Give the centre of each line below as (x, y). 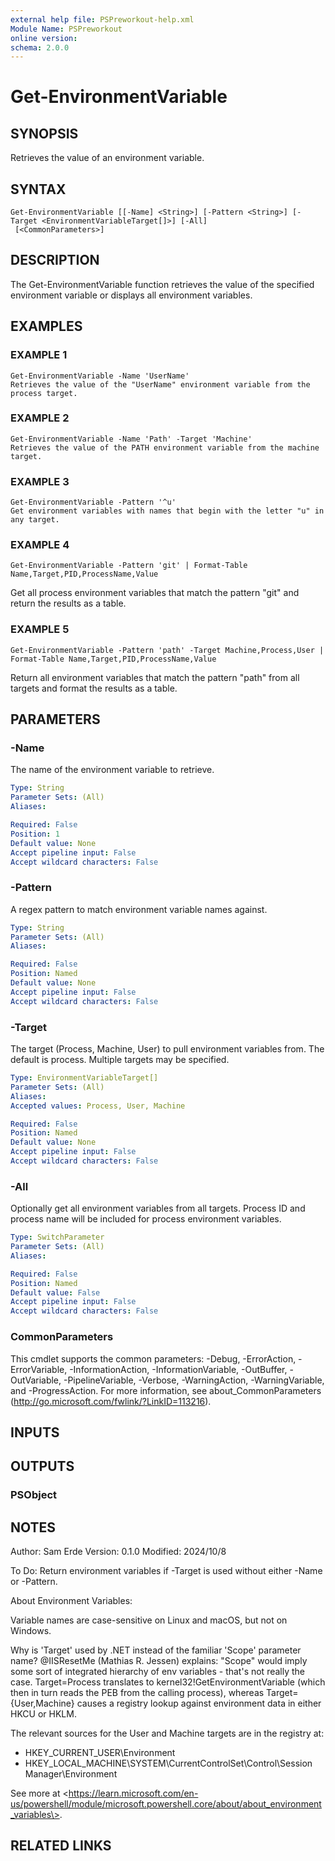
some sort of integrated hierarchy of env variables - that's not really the (158, 1672)
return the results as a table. (68, 603)
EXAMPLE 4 (40, 545)
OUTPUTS (42, 1466)
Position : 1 (35, 834)
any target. (35, 520)
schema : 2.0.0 (40, 47)
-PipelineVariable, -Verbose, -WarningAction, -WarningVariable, (194, 1380)
